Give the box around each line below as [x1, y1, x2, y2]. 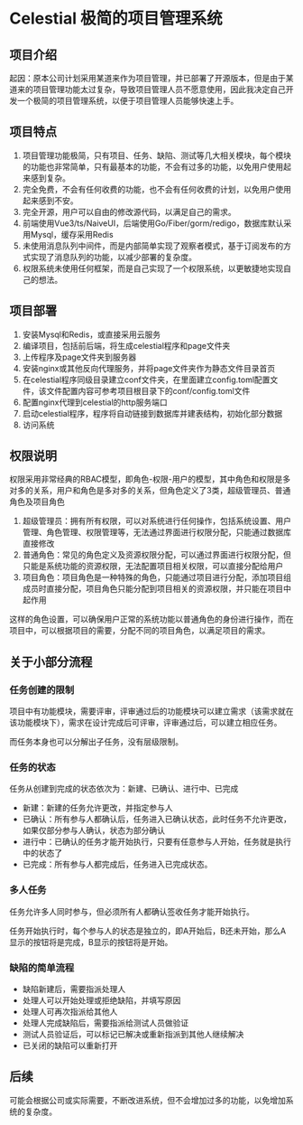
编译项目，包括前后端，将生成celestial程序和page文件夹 [22, 340, 231, 351]
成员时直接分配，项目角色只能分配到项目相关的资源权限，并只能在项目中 [22, 584, 291, 595]
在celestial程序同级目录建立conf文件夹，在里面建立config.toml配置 [22, 374, 271, 385]
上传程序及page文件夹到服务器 [22, 352, 137, 362]
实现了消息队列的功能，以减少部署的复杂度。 [30, 251, 197, 262]
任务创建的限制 [9, 683, 75, 696]
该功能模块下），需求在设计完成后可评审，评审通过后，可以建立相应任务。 [9, 717, 282, 728]
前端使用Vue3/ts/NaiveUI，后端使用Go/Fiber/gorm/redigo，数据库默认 [22, 218, 284, 229]
